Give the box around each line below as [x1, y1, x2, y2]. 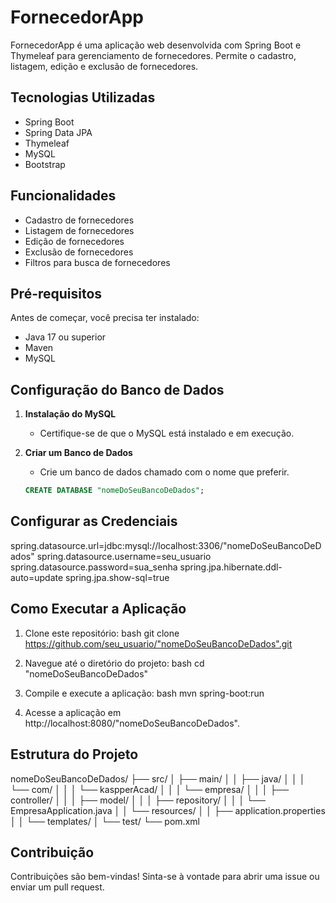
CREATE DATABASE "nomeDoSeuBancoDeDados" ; [24, 486, 205, 496]
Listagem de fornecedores [24, 224, 135, 236]
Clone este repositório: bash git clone [24, 627, 180, 639]
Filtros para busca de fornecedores [24, 256, 171, 268]
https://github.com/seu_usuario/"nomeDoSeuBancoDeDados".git [24, 637, 293, 650]
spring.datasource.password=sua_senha [10, 561, 178, 573]
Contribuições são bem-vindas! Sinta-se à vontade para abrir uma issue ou [10, 871, 320, 883]
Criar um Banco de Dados [24, 447, 133, 459]
